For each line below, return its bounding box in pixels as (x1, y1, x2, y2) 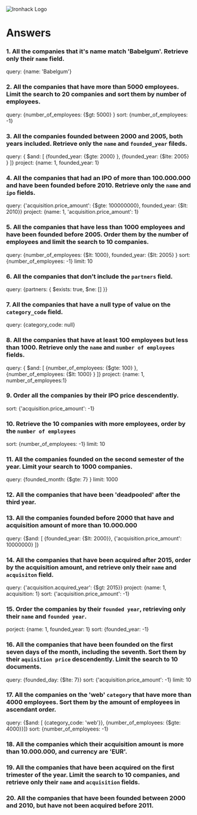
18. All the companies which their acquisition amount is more (6, 740, 184, 748)
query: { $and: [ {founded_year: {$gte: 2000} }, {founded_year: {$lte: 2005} (6, 153, 190, 160)
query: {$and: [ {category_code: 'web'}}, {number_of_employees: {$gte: (6, 719, 181, 726)
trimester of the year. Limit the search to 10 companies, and (6, 771, 180, 779)
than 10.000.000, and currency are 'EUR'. (6, 747, 128, 755)
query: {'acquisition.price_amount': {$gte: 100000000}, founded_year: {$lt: (6, 202, 188, 209)
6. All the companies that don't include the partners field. (6, 272, 173, 281)
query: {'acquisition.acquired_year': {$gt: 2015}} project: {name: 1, (6, 583, 167, 591)
